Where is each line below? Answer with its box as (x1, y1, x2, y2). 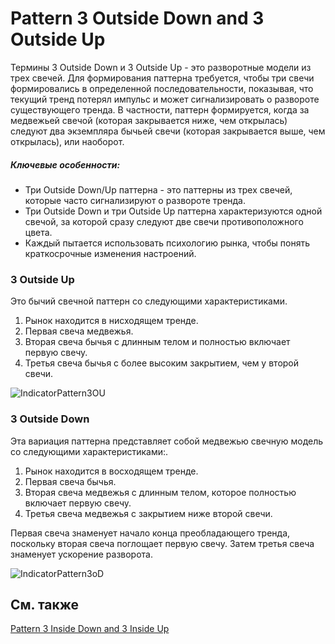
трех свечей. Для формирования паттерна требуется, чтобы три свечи (10, 72, 315, 84)
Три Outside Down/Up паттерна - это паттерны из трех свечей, (24, 183, 293, 196)
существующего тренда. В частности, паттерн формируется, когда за (10, 103, 310, 116)
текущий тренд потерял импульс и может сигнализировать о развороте (10, 93, 320, 105)
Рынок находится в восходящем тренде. (24, 465, 199, 477)
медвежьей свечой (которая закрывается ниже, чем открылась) (10, 114, 288, 126)
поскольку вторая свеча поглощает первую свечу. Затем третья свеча (10, 537, 315, 549)
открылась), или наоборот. (10, 135, 125, 147)
